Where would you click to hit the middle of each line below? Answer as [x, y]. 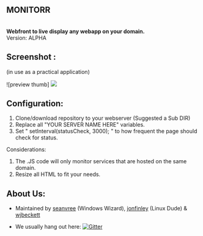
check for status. [36, 138]
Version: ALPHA [27, 38]
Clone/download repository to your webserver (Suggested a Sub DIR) [103, 118]
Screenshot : [31, 57]
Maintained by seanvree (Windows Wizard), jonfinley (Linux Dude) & [101, 208]
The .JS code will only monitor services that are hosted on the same [101, 161]
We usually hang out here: [48, 227]
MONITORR [28, 10]
